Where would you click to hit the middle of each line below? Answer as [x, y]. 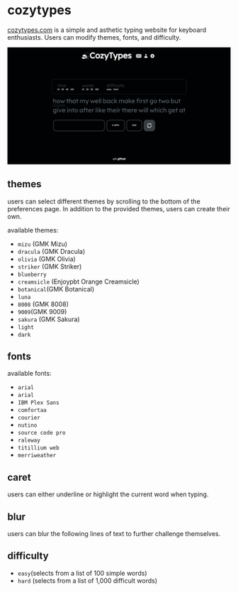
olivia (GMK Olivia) [46, 259]
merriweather [37, 456]
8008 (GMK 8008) [43, 304]
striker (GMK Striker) [50, 266]
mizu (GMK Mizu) [42, 244]
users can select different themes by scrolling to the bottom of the [104, 201]
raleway [29, 441]
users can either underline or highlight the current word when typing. [108, 494]
